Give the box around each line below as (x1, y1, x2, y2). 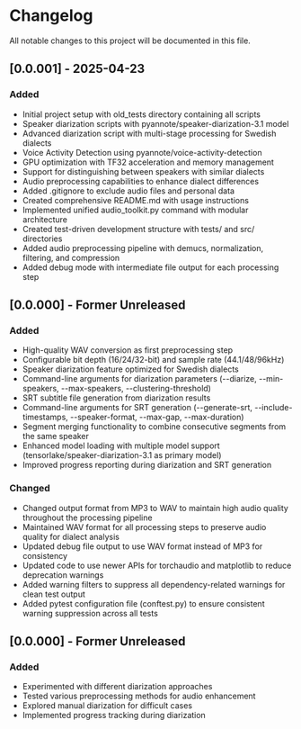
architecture (22, 213, 68, 225)
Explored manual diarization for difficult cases (22, 700, 193, 711)
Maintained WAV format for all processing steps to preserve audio (22, 521, 267, 532)
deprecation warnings (22, 569, 104, 580)
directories (22, 233, 63, 244)
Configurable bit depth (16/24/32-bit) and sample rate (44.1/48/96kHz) (22, 355, 285, 365)
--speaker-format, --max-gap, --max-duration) (70, 411, 244, 423)
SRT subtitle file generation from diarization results (22, 392, 211, 403)
